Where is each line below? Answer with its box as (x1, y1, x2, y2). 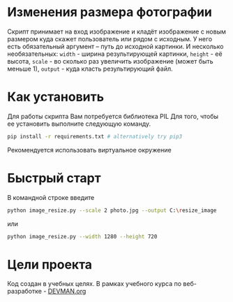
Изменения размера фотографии (7, 4, 213, 20)
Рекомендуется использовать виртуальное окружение (7, 145, 172, 154)
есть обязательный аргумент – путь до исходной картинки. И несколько (7, 42, 224, 50)
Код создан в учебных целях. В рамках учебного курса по (7, 280, 182, 288)
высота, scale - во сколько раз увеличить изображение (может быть (7, 57, 214, 65)
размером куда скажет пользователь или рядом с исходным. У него (7, 34, 213, 43)
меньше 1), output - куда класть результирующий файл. (7, 64, 173, 73)
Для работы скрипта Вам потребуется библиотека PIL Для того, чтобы (7, 112, 218, 120)
